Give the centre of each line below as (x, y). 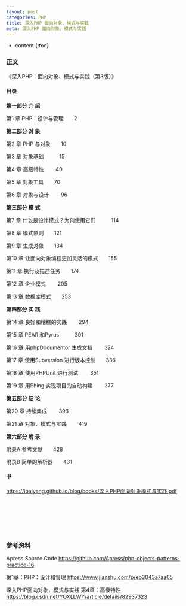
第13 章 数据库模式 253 (39, 296)
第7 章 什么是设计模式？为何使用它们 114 (63, 220)
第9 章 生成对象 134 (35, 246)
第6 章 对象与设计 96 (37, 195)
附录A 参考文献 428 (35, 449)
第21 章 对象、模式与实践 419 (47, 423)
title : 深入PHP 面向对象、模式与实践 (48, 23)
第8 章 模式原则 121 (34, 233)
